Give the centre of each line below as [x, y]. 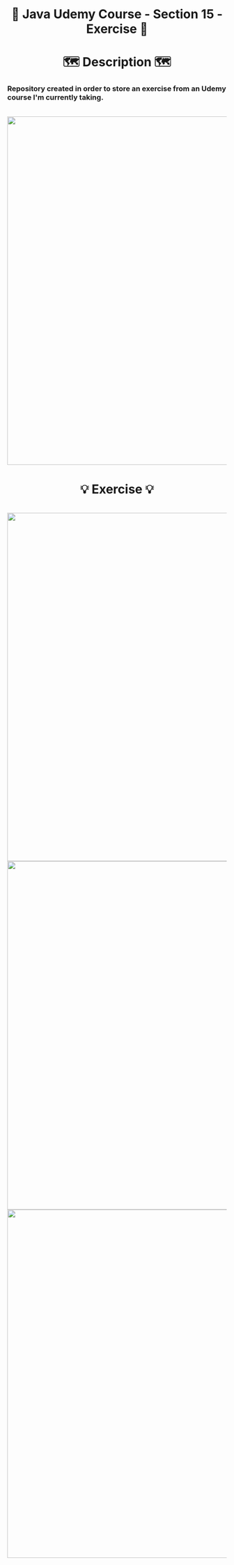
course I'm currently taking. [55, 98]
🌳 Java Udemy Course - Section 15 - [117, 14]
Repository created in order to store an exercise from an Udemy [117, 88]
